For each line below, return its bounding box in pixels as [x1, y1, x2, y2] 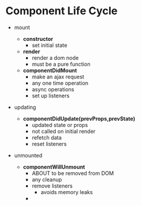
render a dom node [31, 54, 79, 61]
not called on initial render [31, 128, 96, 135]
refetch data [31, 134, 62, 141]
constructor [23, 35, 54, 42]
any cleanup [31, 176, 62, 183]
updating [14, 103, 36, 110]
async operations [31, 85, 75, 93]
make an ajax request [31, 73, 84, 80]
